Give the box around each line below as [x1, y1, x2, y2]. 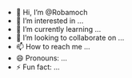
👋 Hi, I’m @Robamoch [15, 8, 88, 17]
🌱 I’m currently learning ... [15, 25, 102, 33]
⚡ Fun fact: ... [15, 62, 60, 72]
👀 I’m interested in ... [15, 16, 84, 25]
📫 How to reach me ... [15, 42, 90, 51]
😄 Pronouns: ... [15, 53, 68, 63]
